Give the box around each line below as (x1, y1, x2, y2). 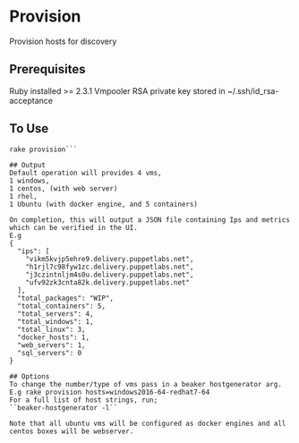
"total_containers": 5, (17, 302, 106, 311)
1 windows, (9, 176, 50, 185)
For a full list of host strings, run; (9, 396, 158, 405)
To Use (9, 121, 49, 136)
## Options (9, 371, 50, 381)
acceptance (9, 95, 54, 106)
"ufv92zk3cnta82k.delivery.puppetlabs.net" (25, 277, 191, 287)
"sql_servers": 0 (17, 348, 82, 357)
